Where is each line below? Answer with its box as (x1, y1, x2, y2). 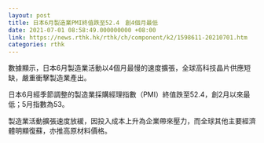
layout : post (8, 11, 51, 20)
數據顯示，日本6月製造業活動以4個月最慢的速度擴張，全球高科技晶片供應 (8, 64, 244, 73)
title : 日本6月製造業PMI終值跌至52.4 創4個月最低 (8, 19, 159, 27)
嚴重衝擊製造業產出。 (21, 73, 91, 82)
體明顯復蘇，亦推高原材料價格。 (8, 126, 112, 136)
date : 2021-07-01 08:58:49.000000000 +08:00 (8, 26, 156, 34)
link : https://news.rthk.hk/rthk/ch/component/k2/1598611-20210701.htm (8, 33, 247, 42)
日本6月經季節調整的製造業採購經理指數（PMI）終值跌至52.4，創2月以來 (8, 90, 244, 99)
